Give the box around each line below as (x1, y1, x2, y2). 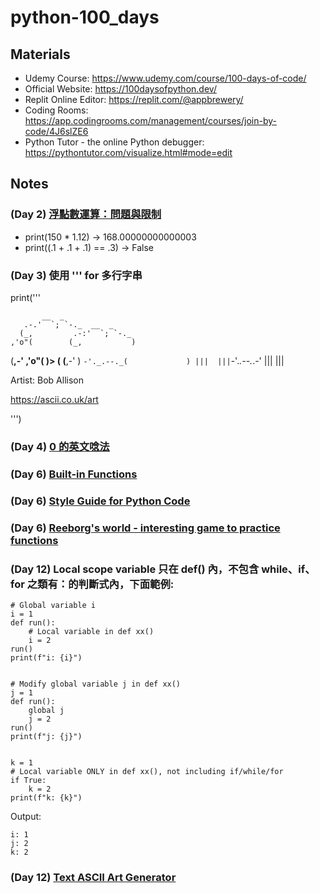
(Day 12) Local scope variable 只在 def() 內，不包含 (10, 562, 260, 576)
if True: (10, 775, 47, 785)
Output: (10, 810, 42, 822)
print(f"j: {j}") (10, 731, 83, 741)
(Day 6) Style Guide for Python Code (10, 494, 191, 508)
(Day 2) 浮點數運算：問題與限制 (10, 207, 162, 221)
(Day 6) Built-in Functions (10, 467, 138, 481)
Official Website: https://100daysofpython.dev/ (24, 83, 217, 95)
